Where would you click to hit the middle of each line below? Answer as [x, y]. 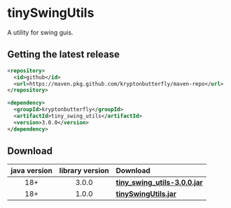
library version [84, 171]
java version [31, 171]
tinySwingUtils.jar [146, 194]
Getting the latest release [64, 54]
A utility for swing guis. [40, 32]
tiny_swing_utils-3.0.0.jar [159, 183]
